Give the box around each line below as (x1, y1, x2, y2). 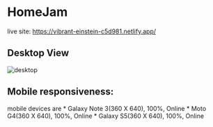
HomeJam (7, 4, 68, 20)
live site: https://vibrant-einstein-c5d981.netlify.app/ (7, 27, 157, 35)
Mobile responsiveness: (7, 86, 114, 98)
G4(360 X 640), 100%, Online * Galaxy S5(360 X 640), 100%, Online (7, 112, 204, 120)
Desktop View (7, 47, 70, 59)
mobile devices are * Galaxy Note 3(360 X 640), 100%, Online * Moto (7, 104, 207, 112)
